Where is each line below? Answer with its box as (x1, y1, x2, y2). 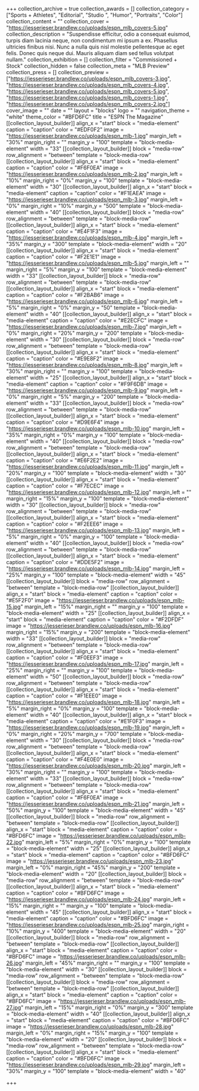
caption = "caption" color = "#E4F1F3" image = (6, 228, 123, 235)
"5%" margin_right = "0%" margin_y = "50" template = (6, 304, 140, 311)
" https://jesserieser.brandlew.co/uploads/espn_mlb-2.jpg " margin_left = (6, 171, 183, 177)
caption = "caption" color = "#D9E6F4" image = (6, 419, 124, 426)
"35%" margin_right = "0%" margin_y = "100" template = (6, 431, 146, 438)
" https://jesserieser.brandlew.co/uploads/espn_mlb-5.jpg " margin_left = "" (6, 260, 189, 266)
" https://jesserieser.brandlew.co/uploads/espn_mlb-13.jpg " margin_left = (6, 527, 185, 534)
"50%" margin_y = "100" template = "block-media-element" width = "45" (6, 807, 186, 814)
